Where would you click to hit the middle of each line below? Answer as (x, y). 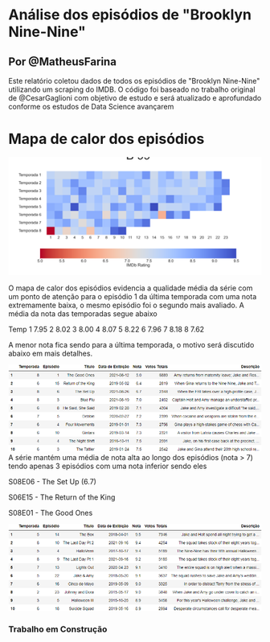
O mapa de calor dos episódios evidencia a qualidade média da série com (131, 288)
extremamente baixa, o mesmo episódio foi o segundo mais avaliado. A (127, 305)
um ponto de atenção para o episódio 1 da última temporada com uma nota (133, 296)
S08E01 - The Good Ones (51, 512)
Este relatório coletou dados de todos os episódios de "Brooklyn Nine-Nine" (134, 81)
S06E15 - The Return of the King (62, 497)
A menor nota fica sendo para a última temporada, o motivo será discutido (131, 344)
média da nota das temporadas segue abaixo (83, 313)
